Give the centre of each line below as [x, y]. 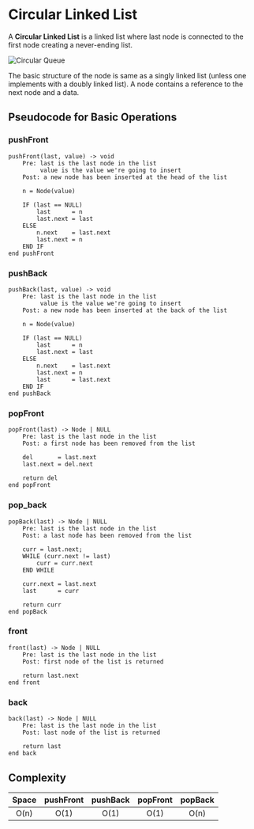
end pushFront [32, 253]
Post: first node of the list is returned [93, 662]
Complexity [37, 778]
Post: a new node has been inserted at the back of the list [125, 310]
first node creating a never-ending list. [70, 44]
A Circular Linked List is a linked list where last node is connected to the [126, 36]
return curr [42, 605]
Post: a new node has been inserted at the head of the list [125, 177]
